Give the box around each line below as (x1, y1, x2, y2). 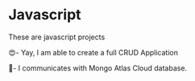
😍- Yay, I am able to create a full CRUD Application (8, 47, 179, 57)
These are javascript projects (8, 32, 106, 42)
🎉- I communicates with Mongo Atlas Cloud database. (8, 63, 188, 73)
